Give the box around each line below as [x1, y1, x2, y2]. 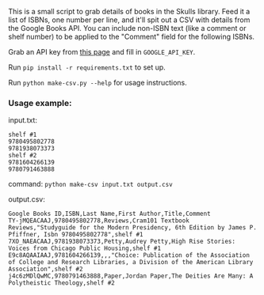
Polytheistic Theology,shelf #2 [8, 279, 115, 287]
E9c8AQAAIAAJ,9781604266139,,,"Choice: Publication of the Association [8, 252, 250, 259]
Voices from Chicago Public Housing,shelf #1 [8, 244, 161, 252]
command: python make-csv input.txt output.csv [8, 180, 173, 189]
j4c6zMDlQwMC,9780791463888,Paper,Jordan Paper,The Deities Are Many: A [8, 272, 254, 280]
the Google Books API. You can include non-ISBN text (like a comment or [8, 24, 247, 32]
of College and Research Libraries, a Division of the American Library [8, 259, 254, 267]
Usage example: [8, 97, 72, 108]
